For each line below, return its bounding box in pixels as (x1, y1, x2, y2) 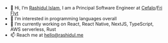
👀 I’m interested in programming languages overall (10, 16, 117, 21)
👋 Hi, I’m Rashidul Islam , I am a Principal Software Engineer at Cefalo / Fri (10, 5, 163, 11)
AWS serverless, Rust (10, 26, 57, 32)
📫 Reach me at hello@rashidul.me (10, 32, 84, 38)
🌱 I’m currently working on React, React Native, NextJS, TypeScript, (10, 21, 154, 27)
